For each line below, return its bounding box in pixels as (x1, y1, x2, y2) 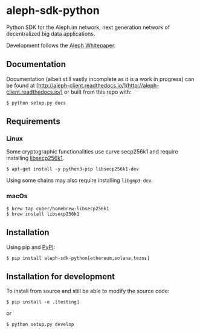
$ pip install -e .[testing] (6, 299, 80, 305)
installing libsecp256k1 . (6, 155, 65, 162)
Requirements (6, 116, 60, 127)
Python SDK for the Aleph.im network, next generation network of (6, 24, 170, 31)
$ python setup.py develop (6, 322, 74, 328)
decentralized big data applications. (6, 30, 95, 37)
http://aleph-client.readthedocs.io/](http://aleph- (38, 82, 160, 89)
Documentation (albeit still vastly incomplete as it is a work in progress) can (6, 75, 195, 82)
